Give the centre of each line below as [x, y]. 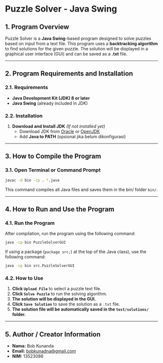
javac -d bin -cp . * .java [32, 180]
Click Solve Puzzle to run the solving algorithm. [60, 294]
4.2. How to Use [24, 278]
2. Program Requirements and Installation [69, 74]
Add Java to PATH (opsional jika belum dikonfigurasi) [73, 136]
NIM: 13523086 [28, 356]
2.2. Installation [24, 116]
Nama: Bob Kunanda [33, 346]
